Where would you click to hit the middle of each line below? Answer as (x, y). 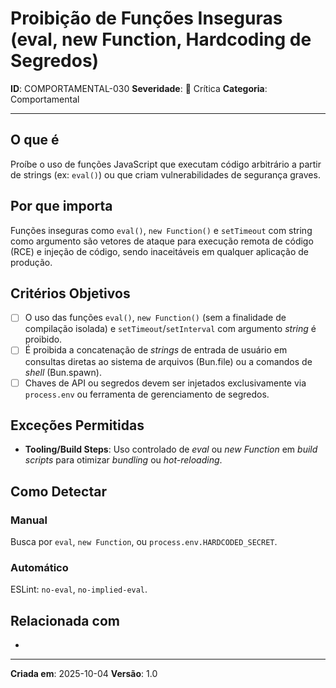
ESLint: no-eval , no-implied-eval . (79, 589)
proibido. (43, 339)
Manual (29, 520)
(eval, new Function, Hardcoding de (161, 39)
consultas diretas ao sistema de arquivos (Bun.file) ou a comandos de (168, 361)
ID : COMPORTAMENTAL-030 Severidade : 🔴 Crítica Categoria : (139, 88)
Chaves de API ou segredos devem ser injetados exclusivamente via (165, 383)
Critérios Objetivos (70, 293)
